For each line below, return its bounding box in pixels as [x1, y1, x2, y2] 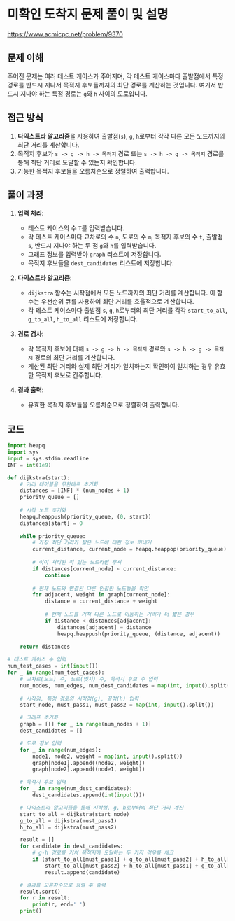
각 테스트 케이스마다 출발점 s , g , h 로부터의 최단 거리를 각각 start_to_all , [27, 306, 227, 315]
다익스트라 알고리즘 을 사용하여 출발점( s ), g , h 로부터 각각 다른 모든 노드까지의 [17, 132, 225, 140]
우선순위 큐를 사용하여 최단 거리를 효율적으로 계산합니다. [41, 297, 194, 306]
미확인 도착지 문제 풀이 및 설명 [7, 6, 169, 22]
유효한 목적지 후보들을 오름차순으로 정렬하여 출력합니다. [27, 400, 180, 409]
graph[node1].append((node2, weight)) [32, 759, 145, 766]
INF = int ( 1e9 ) [7, 461, 52, 469]
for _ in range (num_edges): [20, 746, 101, 753]
